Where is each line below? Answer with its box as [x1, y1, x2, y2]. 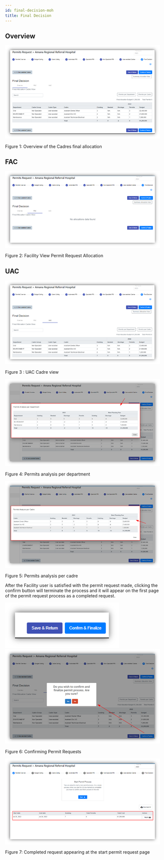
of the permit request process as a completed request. [5, 593, 115, 598]
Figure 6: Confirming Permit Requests [5, 749, 82, 755]
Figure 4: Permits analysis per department [5, 471, 90, 477]
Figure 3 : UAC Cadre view [5, 369, 59, 375]
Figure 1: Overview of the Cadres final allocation [5, 143, 102, 149]
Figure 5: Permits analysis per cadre [5, 573, 79, 579]
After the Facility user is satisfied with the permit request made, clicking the [5, 582, 158, 588]
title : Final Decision [5, 13, 52, 18]
